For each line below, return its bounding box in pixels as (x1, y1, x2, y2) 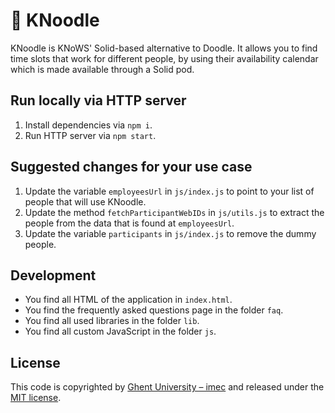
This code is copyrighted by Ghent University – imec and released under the (10, 381, 325, 393)
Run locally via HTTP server (10, 92, 187, 109)
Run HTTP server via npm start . (24, 129, 157, 141)
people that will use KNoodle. (24, 195, 147, 208)
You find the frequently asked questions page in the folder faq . (24, 304, 284, 316)
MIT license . (10, 392, 62, 404)
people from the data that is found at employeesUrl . (24, 217, 235, 229)
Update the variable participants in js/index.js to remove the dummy (24, 227, 317, 239)
